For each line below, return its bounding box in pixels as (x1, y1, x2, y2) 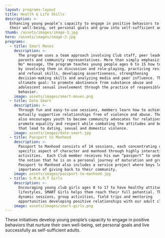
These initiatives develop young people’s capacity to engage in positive (5, 217, 150, 223)
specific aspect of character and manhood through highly (18, 149, 139, 154)
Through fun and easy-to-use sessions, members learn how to (18, 107, 146, 113)
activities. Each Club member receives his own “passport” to (18, 153, 151, 158)
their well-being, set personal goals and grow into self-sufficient (9, 26, 155, 30)
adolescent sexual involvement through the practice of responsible (18, 84, 162, 90)
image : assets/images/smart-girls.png (14, 203, 93, 209)
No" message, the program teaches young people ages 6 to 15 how (18, 62, 155, 67)
